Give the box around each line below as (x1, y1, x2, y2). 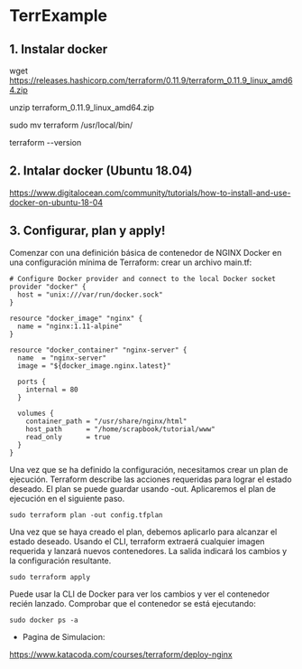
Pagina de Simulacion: (22, 631, 105, 642)
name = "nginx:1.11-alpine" (17, 322, 124, 331)
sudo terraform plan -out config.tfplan (9, 510, 164, 520)
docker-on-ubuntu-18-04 (9, 196, 104, 208)
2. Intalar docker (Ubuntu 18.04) (9, 164, 193, 179)
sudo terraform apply (9, 572, 91, 581)
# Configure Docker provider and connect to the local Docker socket (9, 274, 277, 283)
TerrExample (9, 5, 108, 26)
